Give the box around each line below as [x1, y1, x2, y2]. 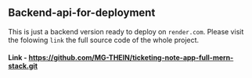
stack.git [8, 62, 38, 71]
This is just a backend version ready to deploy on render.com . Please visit [8, 27, 244, 36]
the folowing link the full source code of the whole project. [8, 35, 200, 44]
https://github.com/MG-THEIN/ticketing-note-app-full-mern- [28, 53, 234, 62]
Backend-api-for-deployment [8, 6, 156, 19]
